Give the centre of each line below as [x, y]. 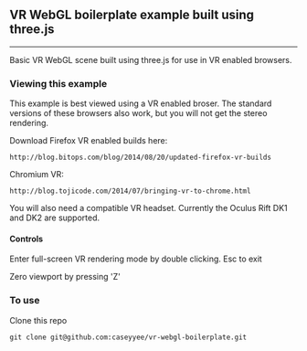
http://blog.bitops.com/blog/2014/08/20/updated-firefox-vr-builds [141, 158]
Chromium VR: [37, 175]
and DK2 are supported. [55, 218]
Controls [26, 239]
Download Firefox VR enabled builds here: [89, 141]
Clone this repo [38, 320]
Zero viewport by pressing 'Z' [65, 277]
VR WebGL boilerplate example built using [132, 15]
